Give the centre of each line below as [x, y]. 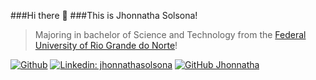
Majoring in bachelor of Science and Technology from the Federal [170, 34]
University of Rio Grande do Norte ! [106, 45]
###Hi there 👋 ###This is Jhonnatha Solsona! [104, 15]
